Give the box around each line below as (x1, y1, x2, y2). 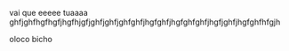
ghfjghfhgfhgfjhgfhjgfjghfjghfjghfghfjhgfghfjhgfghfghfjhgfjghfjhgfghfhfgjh (9, 17, 281, 27)
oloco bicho (9, 34, 53, 44)
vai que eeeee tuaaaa (9, 8, 88, 18)
